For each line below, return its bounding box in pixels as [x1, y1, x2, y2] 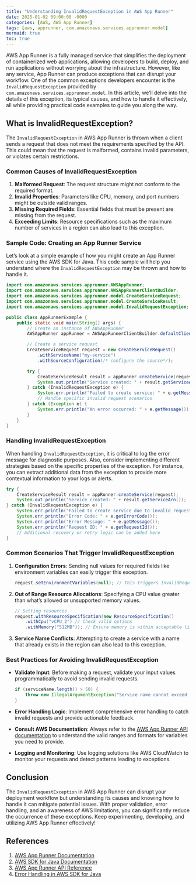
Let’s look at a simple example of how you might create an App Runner [6, 252, 176, 259]
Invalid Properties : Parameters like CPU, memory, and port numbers [14, 193, 180, 200]
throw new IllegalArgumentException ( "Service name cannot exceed [25, 692, 188, 698]
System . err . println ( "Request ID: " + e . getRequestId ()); [16, 524, 158, 530]
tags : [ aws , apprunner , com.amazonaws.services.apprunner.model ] [6, 25, 168, 31]
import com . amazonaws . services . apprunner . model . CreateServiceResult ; [6, 299, 179, 304]
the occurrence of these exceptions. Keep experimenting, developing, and [6, 813, 185, 820]
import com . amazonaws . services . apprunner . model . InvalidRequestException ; [6, 304, 190, 310]
